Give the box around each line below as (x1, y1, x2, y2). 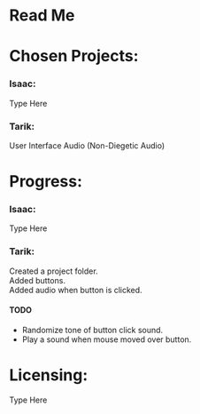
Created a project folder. (9, 266, 99, 276)
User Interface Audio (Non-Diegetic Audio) (9, 139, 165, 151)
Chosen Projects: (9, 46, 139, 67)
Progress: (9, 171, 82, 192)
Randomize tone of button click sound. (21, 324, 164, 335)
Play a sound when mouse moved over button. (21, 334, 192, 345)
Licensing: (9, 365, 88, 386)
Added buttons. (9, 275, 66, 285)
